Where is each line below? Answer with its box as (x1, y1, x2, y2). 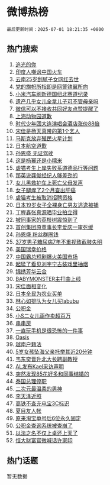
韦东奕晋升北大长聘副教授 (15, 355, 78, 363)
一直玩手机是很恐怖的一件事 (15, 326, 83, 334)
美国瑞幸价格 (15, 245, 47, 253)
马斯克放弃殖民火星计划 (15, 134, 73, 142)
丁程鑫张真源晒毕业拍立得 (15, 208, 78, 216)
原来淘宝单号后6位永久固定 (15, 415, 82, 422)
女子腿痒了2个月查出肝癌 (15, 186, 76, 193)
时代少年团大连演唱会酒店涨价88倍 (15, 119, 100, 127)
